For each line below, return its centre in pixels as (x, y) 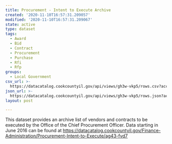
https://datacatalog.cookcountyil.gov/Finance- (112, 131)
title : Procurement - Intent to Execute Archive (58, 10)
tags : (11, 34)
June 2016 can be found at (34, 131)
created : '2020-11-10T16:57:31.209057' (48, 15)
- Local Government (31, 77)
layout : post (19, 100)
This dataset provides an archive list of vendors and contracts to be (77, 120)
